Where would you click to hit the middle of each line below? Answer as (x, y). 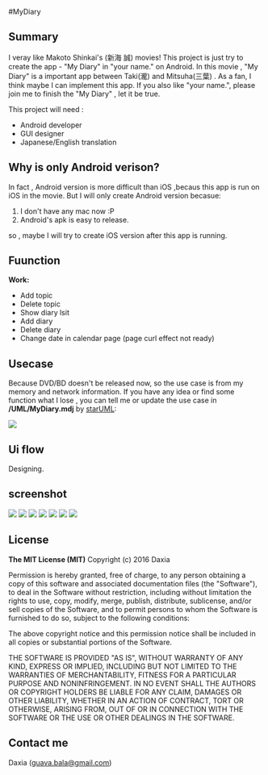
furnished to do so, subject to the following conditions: (99, 618)
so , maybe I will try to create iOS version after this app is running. (118, 235)
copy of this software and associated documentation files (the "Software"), (133, 583)
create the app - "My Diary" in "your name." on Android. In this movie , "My (133, 66)
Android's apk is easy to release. (74, 219)
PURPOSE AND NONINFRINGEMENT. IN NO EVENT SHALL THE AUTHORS (132, 683)
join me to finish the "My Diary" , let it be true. (84, 94)
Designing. (26, 469)
